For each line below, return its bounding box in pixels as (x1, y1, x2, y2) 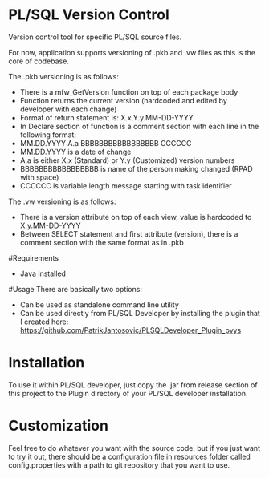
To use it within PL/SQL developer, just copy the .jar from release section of (8, 379, 259, 390)
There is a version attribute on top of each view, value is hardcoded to (19, 212, 252, 221)
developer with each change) (19, 104, 117, 114)
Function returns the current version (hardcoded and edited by (19, 95, 227, 105)
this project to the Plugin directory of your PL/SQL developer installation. (8, 388, 248, 398)
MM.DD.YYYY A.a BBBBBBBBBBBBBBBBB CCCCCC (19, 138, 192, 148)
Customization (8, 417, 108, 435)
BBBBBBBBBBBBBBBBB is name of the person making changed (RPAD (19, 164, 253, 173)
